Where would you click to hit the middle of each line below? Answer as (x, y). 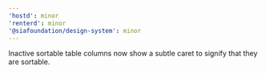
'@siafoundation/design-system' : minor (75, 30)
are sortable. (29, 62)
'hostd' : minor (34, 16)
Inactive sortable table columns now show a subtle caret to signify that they (133, 54)
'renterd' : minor (37, 23)
